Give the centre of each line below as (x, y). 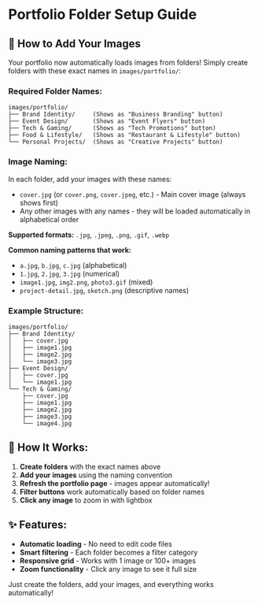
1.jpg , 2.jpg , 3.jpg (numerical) (70, 273)
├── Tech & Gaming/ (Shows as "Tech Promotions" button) (112, 128)
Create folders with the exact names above (90, 466)
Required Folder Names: (55, 91)
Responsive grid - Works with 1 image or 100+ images (108, 560)
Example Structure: (46, 310)
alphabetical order (49, 219)
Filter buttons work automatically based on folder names (112, 492)
